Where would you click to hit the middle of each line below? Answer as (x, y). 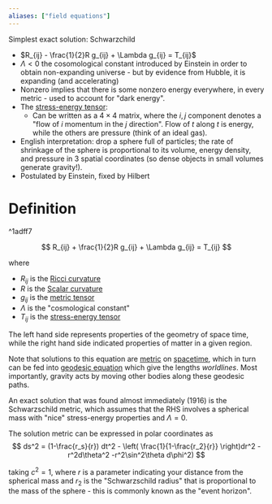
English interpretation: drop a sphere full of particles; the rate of (127, 141)
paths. (19, 385)
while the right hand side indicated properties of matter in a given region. (130, 343)
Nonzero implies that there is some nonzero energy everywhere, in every (142, 89)
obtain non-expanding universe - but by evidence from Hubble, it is (133, 72)
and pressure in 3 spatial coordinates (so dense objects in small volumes (142, 159)
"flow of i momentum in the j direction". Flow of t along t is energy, (143, 124)
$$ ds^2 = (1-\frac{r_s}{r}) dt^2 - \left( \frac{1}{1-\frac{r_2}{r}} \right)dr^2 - (136, 446)
